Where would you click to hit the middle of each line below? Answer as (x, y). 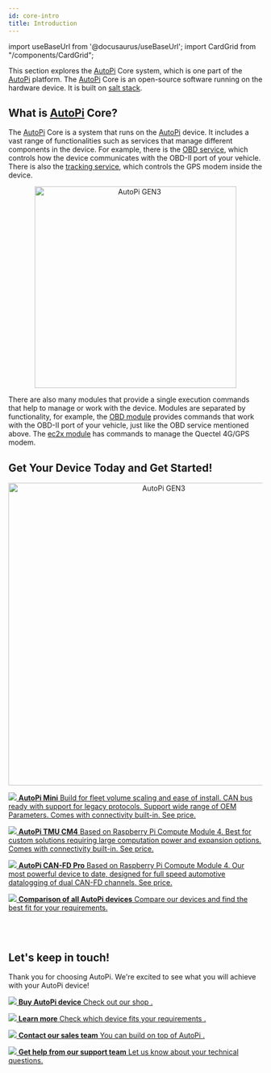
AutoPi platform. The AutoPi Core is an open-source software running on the (135, 79)
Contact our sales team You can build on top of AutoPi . (112, 1035)
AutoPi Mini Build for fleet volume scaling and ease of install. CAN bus (135, 798)
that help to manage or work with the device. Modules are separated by (127, 408)
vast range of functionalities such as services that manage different (121, 141)
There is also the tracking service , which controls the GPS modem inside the (135, 167)
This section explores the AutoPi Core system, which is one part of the (125, 70)
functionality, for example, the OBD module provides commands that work (131, 417)
